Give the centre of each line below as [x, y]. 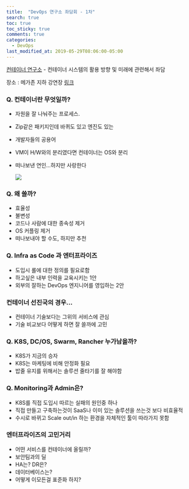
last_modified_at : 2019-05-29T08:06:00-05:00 [65, 52]
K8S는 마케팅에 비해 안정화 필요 [53, 364]
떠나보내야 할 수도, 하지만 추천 [51, 238]
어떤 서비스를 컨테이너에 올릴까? [53, 449]
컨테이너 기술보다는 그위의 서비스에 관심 [62, 316]
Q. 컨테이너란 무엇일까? [38, 99]
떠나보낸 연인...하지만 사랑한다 [51, 165]
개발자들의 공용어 [35, 139]
